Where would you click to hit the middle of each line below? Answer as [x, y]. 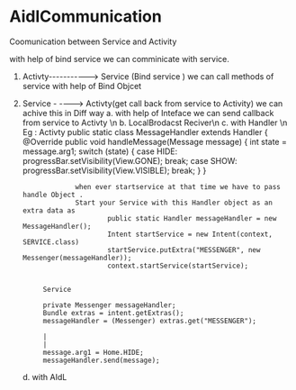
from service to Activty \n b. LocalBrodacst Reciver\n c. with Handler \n [155, 122]
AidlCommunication [85, 17]
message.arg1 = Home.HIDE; [93, 352]
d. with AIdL [45, 376]
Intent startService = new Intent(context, [190, 234]
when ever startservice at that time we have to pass [178, 186]
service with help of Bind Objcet [82, 86]
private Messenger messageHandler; [109, 305]
